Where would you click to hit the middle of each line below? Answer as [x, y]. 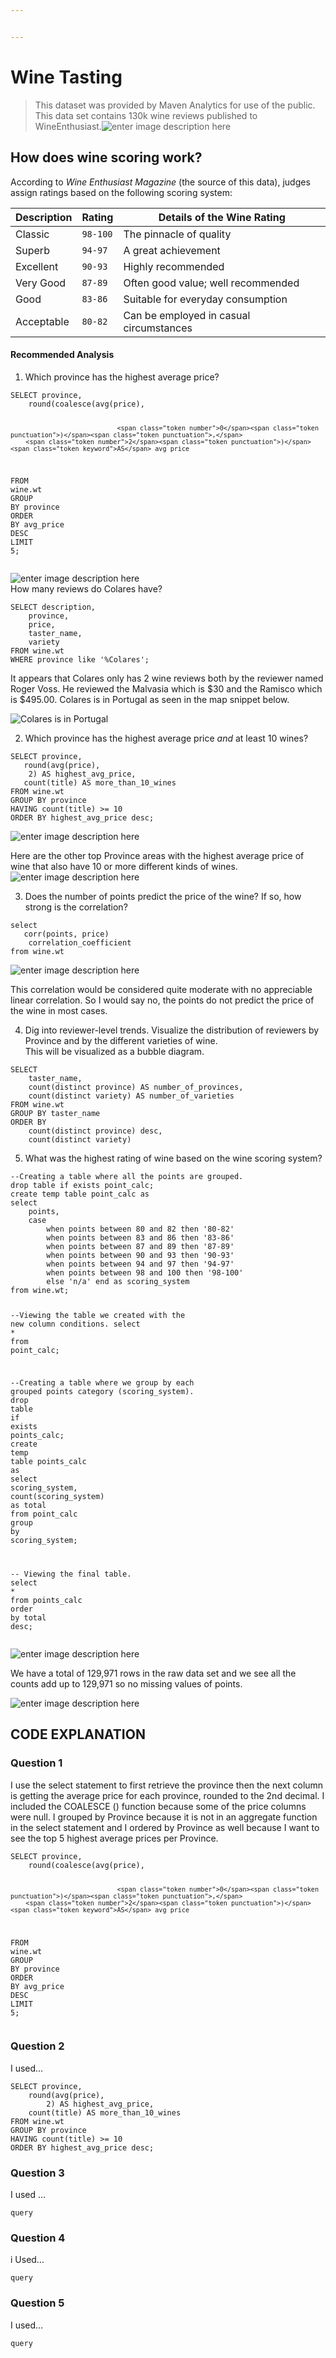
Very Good [41, 283]
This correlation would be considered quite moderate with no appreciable [161, 990]
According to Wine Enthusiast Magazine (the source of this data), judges [160, 182]
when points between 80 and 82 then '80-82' [140, 1229]
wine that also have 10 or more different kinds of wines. [124, 867]
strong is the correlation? [76, 907]
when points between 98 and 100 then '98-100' [145, 1273]
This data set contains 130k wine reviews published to [146, 115]
